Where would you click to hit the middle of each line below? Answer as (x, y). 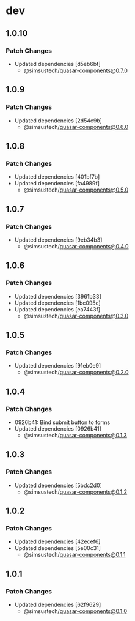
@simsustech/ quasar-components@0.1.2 (75, 492)
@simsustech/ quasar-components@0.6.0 (76, 127)
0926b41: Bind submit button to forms (62, 422)
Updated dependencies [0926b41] (58, 429)
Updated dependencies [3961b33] (58, 296)
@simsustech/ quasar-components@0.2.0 (76, 372)
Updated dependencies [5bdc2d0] (58, 485)
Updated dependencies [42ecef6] (57, 541)
